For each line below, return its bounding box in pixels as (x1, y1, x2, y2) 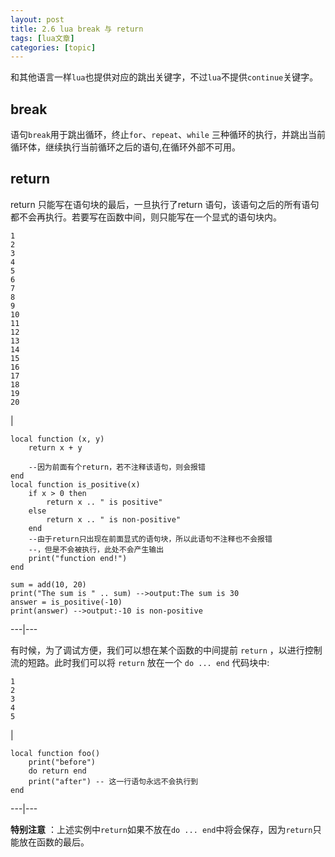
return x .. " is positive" (46, 497, 163, 507)
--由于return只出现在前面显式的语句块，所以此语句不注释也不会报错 (28, 534, 273, 544)
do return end (28, 766, 87, 776)
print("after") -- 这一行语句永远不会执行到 (28, 776, 199, 786)
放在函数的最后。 (18, 836, 90, 848)
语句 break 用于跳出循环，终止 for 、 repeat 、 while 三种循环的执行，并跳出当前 (10, 129, 326, 141)
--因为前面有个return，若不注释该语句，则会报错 (28, 462, 206, 472)
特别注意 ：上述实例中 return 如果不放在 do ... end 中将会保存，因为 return (10, 823, 313, 835)
